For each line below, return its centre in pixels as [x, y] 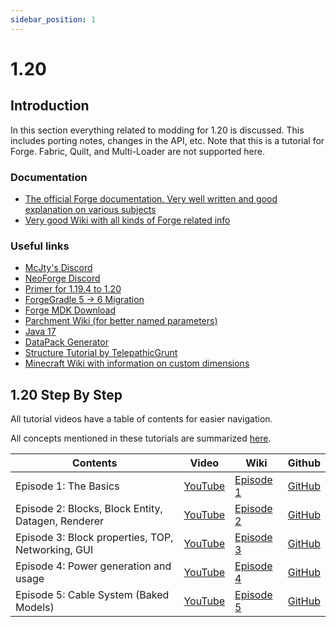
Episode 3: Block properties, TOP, [94, 538]
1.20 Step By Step [66, 394]
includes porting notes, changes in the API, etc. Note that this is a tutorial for [167, 140]
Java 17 [40, 332]
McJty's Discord [58, 268]
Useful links [40, 246]
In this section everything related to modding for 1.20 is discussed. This [157, 130]
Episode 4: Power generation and [93, 566]
